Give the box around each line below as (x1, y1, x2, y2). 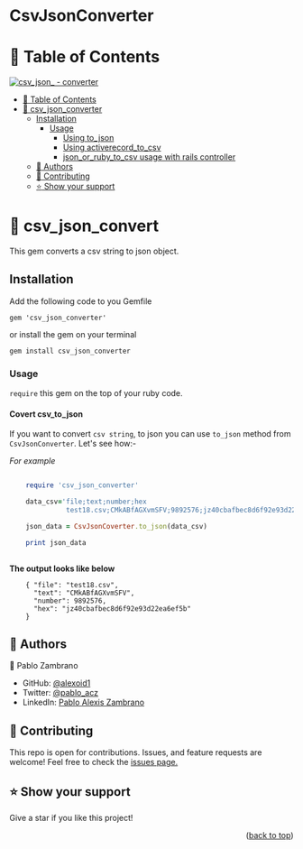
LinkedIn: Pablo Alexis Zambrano (22, 697, 145, 708)
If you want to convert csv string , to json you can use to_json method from (9, 429, 291, 439)
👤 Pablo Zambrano (9, 660, 78, 671)
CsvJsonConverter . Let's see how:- (9, 438, 137, 449)
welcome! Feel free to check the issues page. (9, 757, 179, 768)
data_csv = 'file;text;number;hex (25, 497, 147, 506)
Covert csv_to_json (9, 408, 84, 420)
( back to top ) (245, 830, 294, 841)
